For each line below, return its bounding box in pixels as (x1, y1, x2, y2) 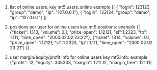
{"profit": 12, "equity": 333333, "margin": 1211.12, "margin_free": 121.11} (9, 60, 152, 65)
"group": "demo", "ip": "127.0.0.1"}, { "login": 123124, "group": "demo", (9, 9, 151, 15)
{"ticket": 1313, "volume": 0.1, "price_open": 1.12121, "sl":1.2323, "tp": (9, 29, 148, 35)
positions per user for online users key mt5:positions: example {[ (9, 24, 140, 30)
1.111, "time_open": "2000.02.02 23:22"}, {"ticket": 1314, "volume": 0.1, (9, 34, 151, 40)
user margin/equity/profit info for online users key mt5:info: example (9, 54, 148, 60)
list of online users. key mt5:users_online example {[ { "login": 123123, (9, 4, 151, 10)
